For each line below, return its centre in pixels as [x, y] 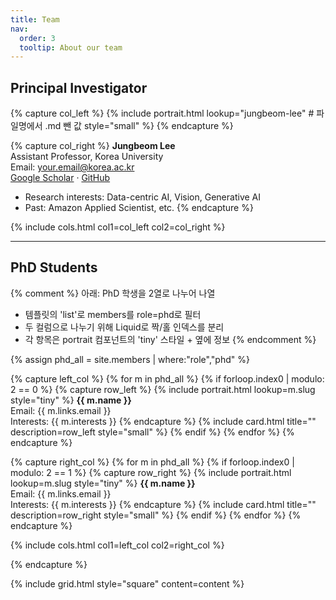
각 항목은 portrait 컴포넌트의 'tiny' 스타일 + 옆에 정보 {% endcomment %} [170, 339]
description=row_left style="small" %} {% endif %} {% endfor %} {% [152, 432]
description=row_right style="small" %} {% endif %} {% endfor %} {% [156, 515]
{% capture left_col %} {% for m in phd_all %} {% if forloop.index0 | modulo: [167, 378]
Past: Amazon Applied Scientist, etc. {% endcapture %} [139, 208]
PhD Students [54, 267]
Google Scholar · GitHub [60, 178]
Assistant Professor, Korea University [87, 157]
